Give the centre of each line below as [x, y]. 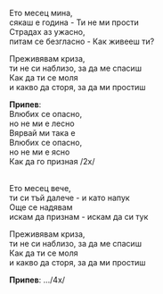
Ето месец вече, [40, 188]
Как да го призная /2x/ [52, 161]
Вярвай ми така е [42, 133]
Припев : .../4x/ [37, 280]
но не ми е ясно [40, 152]
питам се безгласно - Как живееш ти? [82, 41]
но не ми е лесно [42, 123]
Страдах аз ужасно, [48, 32]
